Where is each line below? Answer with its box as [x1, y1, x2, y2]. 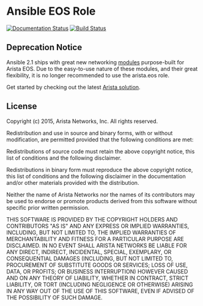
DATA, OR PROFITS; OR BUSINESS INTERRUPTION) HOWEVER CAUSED [6, 267, 188, 275]
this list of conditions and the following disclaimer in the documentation [6, 173, 186, 180]
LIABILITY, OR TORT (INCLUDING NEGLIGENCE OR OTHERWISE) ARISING [6, 280, 194, 288]
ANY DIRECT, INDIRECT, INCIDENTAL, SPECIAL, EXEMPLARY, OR [6, 248, 172, 255]
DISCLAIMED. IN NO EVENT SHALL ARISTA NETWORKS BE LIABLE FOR [6, 242, 187, 249]
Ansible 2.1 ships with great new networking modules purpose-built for [6, 58, 185, 65]
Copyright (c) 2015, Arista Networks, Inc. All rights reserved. [6, 118, 158, 125]
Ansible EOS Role [6, 4, 96, 18]
